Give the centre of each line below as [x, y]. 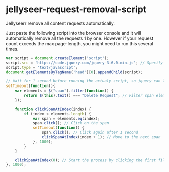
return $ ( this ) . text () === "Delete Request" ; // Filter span [89, 96]
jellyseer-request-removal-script [76, 9]
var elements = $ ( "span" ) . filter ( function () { [64, 91]
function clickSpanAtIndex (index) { [53, 109]
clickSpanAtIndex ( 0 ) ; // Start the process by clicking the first [86, 160]
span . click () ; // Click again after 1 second [90, 133]
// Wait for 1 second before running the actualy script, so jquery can [83, 81]
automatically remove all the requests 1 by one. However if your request [80, 38]
